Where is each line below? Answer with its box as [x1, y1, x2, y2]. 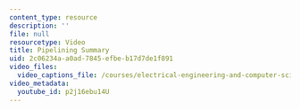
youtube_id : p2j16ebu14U [17, 87, 110, 96]
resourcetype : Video [9, 37, 87, 47]
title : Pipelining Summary [9, 46, 110, 55]
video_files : [9, 63, 58, 72]
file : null [9, 29, 50, 38]
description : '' [9, 21, 70, 30]
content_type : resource [9, 12, 98, 22]
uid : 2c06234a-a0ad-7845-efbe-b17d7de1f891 [9, 54, 174, 63]
